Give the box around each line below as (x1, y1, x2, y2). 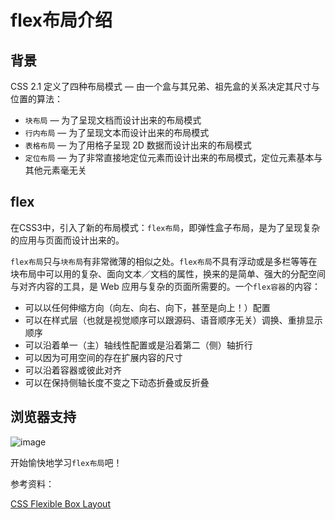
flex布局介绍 (10, 9, 113, 32)
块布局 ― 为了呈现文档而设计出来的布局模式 (24, 114, 202, 126)
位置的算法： (10, 93, 63, 105)
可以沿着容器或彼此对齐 (24, 364, 122, 376)
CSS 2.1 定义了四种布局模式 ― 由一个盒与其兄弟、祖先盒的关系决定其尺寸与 (10, 81, 320, 92)
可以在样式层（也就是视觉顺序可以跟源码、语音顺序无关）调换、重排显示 (24, 314, 323, 326)
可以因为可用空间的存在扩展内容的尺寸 (24, 351, 183, 363)
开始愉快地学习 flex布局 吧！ (10, 456, 123, 468)
